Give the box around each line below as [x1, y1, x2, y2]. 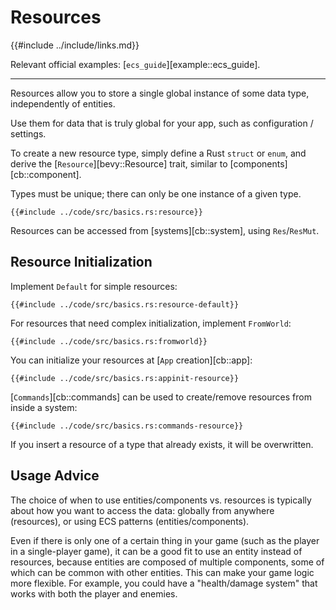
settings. [10, 127, 47, 140]
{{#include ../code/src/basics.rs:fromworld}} [10, 336, 208, 346]
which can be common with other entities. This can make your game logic [10, 566, 315, 578]
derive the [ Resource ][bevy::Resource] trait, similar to [10, 157, 228, 170]
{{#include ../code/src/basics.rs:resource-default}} [10, 299, 240, 310]
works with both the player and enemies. [10, 587, 178, 600]
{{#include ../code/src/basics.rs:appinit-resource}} [10, 373, 240, 383]
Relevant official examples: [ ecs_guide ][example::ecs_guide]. [10, 58, 261, 70]
